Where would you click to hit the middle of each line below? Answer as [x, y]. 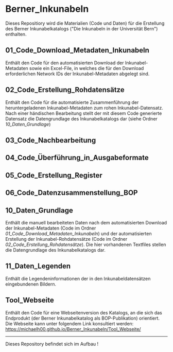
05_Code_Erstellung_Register [54, 175]
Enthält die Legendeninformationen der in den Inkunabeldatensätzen [78, 278]
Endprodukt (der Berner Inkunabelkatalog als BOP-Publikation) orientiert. [83, 318]
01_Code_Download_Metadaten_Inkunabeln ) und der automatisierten [79, 233]
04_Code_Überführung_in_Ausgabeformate [77, 158]
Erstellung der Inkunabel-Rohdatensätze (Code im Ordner [66, 239]
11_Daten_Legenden [38, 266]
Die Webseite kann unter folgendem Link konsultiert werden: [70, 323]
